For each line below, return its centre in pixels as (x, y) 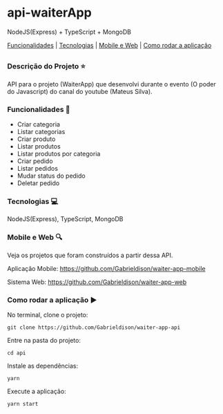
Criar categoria (39, 124)
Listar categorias (41, 132)
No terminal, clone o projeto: (48, 314)
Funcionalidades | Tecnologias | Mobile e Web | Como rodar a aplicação (109, 45)
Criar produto (36, 139)
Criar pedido (35, 161)
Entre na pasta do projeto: (44, 340)
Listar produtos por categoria (59, 154)
